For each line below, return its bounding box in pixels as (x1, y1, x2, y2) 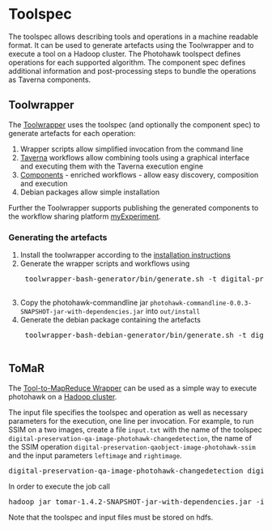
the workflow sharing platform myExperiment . (8, 212, 161, 221)
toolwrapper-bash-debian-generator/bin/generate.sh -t (24, 331, 247, 340)
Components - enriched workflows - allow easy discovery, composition (19, 169, 259, 179)
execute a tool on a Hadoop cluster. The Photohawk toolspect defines (8, 49, 241, 58)
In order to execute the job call (8, 481, 111, 491)
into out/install (145, 306, 201, 316)
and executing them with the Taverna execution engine (19, 161, 204, 171)
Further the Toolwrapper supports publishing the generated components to (8, 203, 259, 212)
